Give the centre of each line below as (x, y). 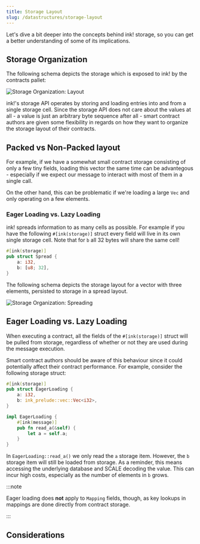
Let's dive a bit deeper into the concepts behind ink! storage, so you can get (100, 34)
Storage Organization (47, 59)
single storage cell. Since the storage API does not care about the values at (99, 110)
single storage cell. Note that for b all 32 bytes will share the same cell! (93, 240)
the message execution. (36, 349)
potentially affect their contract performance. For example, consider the (94, 366)
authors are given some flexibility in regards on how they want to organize (97, 123)
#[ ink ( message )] (37, 422)
